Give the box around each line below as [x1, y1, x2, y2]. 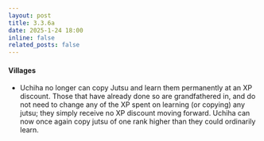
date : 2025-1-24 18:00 [8, 26, 83, 34]
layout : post [8, 11, 52, 20]
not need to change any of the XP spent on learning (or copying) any [19, 100, 245, 109]
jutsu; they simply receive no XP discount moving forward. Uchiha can [19, 109, 250, 118]
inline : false [8, 33, 56, 42]
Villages [8, 65, 36, 75]
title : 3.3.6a [8, 19, 56, 27]
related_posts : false [8, 41, 80, 49]
